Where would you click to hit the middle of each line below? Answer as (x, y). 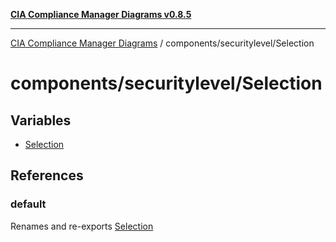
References (47, 175)
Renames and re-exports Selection (82, 226)
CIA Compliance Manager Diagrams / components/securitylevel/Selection (162, 43)
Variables (41, 120)
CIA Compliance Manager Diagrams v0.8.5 (101, 14)
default (28, 204)
